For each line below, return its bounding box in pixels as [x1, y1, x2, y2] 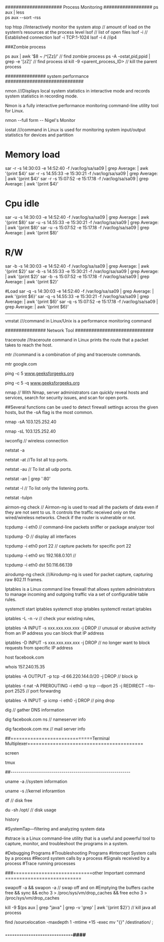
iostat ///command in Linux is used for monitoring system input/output [5, 127, 146, 133]
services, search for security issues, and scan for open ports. [5, 394, 129, 400]
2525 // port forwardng [14, 688, 61, 694]
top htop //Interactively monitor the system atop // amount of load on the [5, 24, 151, 30]
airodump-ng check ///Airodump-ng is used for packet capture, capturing [5, 571, 153, 577]
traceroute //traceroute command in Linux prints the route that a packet [5, 337, 149, 343]
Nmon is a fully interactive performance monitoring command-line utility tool [5, 103, 159, 108]
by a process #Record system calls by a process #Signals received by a [5, 855, 150, 861]
